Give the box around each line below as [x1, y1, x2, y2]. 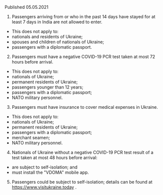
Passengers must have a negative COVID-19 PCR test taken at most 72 [11, 54, 156, 60]
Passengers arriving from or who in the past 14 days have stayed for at [11, 14, 156, 19]
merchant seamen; [11, 135, 50, 140]
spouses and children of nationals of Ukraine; [11, 39, 104, 45]
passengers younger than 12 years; [11, 84, 84, 90]
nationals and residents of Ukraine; [11, 34, 83, 39]
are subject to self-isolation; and [11, 164, 77, 170]
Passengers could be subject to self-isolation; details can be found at [11, 179, 153, 185]
